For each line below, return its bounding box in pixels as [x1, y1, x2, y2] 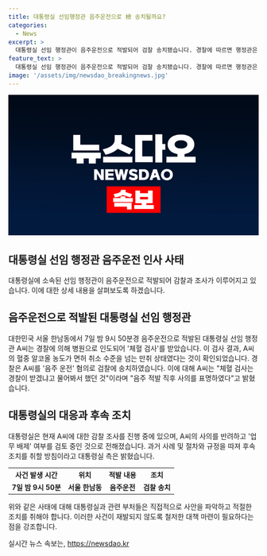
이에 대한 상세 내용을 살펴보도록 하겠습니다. [31, 286, 165, 295]
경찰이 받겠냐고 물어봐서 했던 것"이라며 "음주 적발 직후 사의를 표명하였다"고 [8, 373, 241, 383]
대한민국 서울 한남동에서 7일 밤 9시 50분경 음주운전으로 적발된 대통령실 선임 [8, 334, 244, 343]
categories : [8, 21, 48, 29]
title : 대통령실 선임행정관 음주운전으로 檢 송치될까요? [8, 13, 166, 21]
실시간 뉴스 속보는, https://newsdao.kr [8, 539, 130, 548]
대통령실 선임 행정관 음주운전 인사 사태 [8, 253, 184, 266]
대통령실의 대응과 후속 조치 [8, 409, 131, 423]
